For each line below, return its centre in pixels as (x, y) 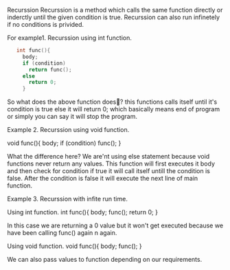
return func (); (50, 69)
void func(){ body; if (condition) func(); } (64, 143)
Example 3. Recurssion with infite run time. (68, 199)
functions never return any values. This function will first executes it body (111, 164)
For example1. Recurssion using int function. (69, 38)
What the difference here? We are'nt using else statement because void (108, 157)
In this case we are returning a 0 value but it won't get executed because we (115, 225)
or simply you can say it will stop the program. (72, 117)
